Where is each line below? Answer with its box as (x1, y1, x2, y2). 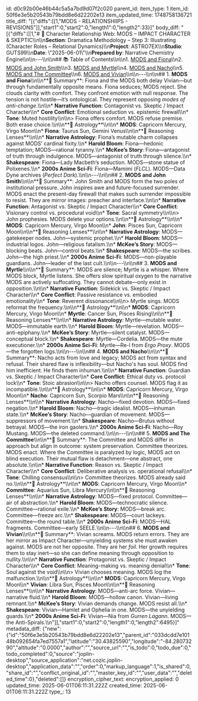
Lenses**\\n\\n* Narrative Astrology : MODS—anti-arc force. (6, 587, 154, 594)
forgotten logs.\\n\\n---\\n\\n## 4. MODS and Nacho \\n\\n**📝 (20, 348, 169, 355)
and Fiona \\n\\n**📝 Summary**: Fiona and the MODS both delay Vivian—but (6, 77, 192, 84)
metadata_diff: (6, 625, 41, 632)
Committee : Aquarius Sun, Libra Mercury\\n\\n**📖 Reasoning (6, 486, 155, 493)
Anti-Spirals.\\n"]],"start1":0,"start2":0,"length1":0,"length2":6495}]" (15, 619, 180, 626)
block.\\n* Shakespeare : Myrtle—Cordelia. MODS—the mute (34, 335, 183, 342)
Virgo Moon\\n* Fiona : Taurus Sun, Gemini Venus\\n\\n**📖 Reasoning (6, 128, 174, 134)
